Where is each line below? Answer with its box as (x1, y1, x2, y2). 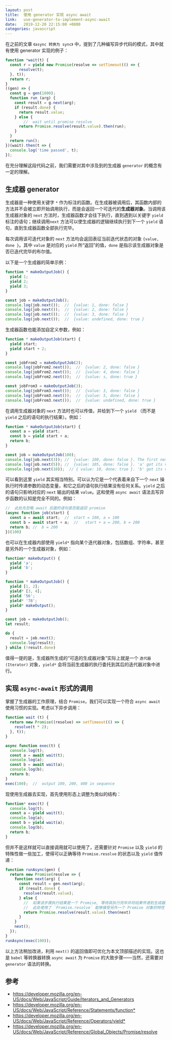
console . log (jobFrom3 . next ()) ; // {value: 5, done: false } (5, 393, 140, 398)
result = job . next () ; (10, 635, 56, 640)
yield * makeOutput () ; (10, 603, 56, 608)
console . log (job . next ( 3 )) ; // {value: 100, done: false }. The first (5, 457, 158, 462)
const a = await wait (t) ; (10, 752, 65, 758)
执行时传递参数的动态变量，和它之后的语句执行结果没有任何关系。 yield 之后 (5, 483, 165, 489)
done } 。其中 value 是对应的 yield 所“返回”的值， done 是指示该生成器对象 (5, 242, 159, 248)
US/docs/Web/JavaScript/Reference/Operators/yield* (12, 1018, 126, 1024)
